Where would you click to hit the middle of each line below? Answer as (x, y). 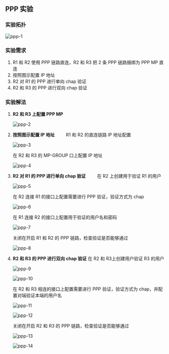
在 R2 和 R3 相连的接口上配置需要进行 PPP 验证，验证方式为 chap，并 (86, 289)
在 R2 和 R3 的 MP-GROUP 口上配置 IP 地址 (58, 155)
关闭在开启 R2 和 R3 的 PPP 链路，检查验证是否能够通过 (71, 326)
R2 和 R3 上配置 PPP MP (38, 114)
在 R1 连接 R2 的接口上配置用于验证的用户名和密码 (65, 217)
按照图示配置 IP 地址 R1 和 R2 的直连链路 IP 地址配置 (72, 135)
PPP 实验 (19, 9)
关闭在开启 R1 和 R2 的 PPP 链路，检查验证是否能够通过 (70, 238)
